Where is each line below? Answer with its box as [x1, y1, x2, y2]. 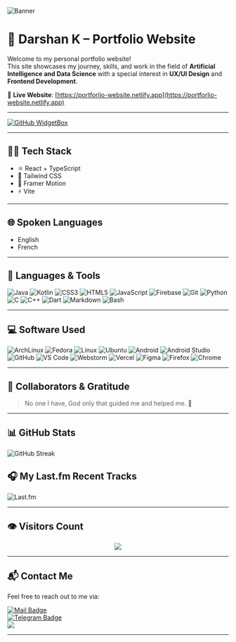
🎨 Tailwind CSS [17, 171, 62, 180]
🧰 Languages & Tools [7, 270, 100, 282]
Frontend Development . [7, 77, 78, 85]
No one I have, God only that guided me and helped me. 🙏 [24, 399, 192, 408]
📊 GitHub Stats [7, 427, 76, 439]
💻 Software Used [7, 324, 86, 336]
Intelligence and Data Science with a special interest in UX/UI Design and [7, 69, 223, 77]
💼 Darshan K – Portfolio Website [7, 32, 196, 47]
